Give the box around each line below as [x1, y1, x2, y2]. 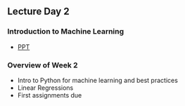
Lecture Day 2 [7, 6, 70, 18]
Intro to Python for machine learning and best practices [17, 76, 178, 84]
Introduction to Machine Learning [7, 27, 125, 37]
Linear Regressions [17, 84, 74, 92]
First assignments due [17, 91, 82, 99]
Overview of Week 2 [7, 60, 79, 69]
